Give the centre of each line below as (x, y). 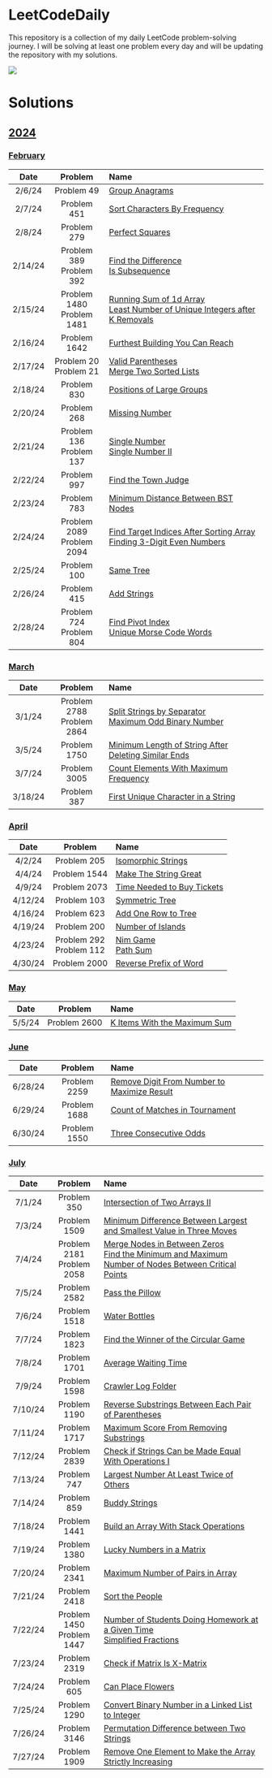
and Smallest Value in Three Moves (170, 1231)
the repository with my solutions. (63, 54)
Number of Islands (151, 927)
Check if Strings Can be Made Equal (172, 1451)
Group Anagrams (141, 190)
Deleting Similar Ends (149, 755)
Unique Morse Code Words (161, 632)
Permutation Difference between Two (175, 1728)
